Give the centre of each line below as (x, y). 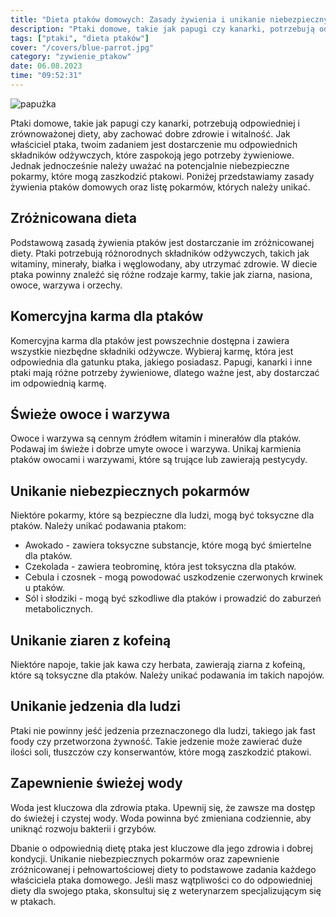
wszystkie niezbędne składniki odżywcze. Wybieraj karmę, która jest (152, 351)
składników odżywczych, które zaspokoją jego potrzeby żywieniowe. (152, 155)
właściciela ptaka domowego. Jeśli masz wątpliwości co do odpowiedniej (161, 880)
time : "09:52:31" (46, 76)
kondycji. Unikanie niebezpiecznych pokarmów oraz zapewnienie (145, 858)
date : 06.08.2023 (46, 66)
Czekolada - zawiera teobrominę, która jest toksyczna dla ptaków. (160, 567)
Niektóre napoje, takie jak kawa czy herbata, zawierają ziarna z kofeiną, (158, 664)
